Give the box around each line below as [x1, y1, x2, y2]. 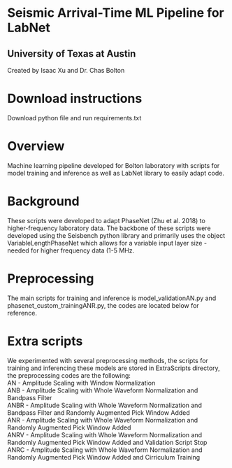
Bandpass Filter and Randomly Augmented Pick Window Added [7, 408, 190, 417]
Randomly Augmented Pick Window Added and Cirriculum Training [7, 453, 201, 461]
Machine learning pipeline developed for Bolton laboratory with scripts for [7, 161, 220, 169]
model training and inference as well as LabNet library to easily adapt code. [7, 169, 225, 177]
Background [7, 194, 80, 209]
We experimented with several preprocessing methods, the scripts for [7, 356, 208, 364]
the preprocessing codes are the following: [7, 371, 131, 379]
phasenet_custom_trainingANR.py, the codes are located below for [7, 301, 199, 309]
